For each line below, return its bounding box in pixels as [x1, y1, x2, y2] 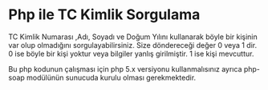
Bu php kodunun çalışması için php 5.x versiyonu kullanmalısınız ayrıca [8, 64, 242, 73]
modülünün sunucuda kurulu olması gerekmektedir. [26, 72, 197, 82]
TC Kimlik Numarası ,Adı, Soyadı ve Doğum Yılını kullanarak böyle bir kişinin [8, 32, 258, 41]
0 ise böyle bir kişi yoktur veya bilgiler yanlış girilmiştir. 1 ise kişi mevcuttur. [8, 49, 254, 58]
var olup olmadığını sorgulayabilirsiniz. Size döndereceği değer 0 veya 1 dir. [8, 40, 258, 49]
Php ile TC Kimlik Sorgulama [8, 6, 201, 24]
